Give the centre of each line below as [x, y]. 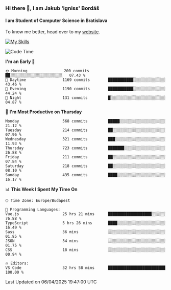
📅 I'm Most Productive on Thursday [44, 112]
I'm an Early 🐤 [20, 61]
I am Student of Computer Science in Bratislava [56, 20]
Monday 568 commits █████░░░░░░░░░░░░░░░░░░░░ [86, 121]
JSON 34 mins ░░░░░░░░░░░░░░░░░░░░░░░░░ [86, 241]
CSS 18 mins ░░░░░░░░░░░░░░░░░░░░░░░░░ [86, 250]
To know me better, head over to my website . [53, 32]
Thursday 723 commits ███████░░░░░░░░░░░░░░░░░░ [86, 148]
